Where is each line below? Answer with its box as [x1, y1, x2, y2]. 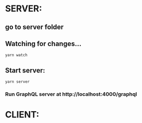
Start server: [5, 66, 46, 74]
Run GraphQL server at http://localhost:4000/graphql [5, 91, 138, 98]
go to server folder [5, 23, 64, 31]
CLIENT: [5, 109, 40, 121]
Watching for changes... [5, 39, 82, 48]
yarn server [5, 79, 30, 84]
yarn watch [5, 53, 28, 58]
